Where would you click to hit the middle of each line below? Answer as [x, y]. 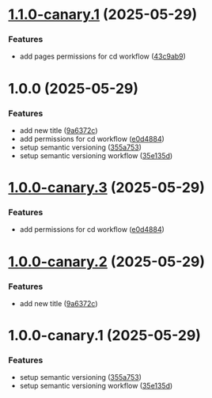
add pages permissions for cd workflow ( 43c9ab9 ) [102, 56]
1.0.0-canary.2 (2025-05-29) [107, 262]
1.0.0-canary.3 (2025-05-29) [107, 188]
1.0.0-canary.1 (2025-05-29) [105, 336]
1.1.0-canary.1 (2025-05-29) [103, 15]
